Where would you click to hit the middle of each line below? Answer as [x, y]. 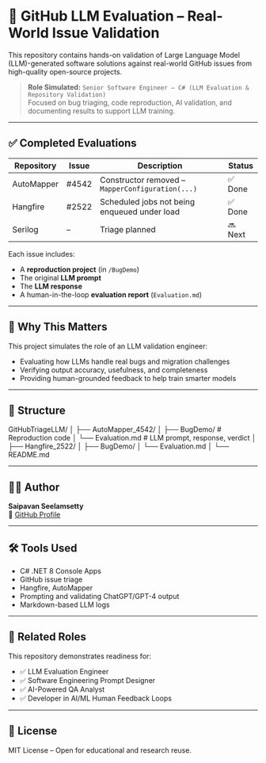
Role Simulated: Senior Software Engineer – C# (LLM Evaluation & [138, 87]
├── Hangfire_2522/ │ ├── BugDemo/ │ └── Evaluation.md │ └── [119, 446]
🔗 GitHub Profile [34, 515]
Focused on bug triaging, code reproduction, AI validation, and [129, 102]
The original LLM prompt [60, 277]
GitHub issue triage [51, 579]
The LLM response [51, 286]
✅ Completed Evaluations [72, 143]
